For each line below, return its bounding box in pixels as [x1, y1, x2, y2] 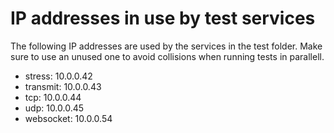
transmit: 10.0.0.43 [24, 80, 102, 92]
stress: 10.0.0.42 [24, 70, 93, 82]
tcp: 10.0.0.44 [24, 91, 82, 103]
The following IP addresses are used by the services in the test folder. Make [10, 40, 323, 52]
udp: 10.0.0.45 [24, 102, 85, 114]
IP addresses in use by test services [10, 7, 316, 30]
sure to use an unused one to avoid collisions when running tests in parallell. [10, 50, 325, 62]
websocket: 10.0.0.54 [24, 112, 113, 124]
